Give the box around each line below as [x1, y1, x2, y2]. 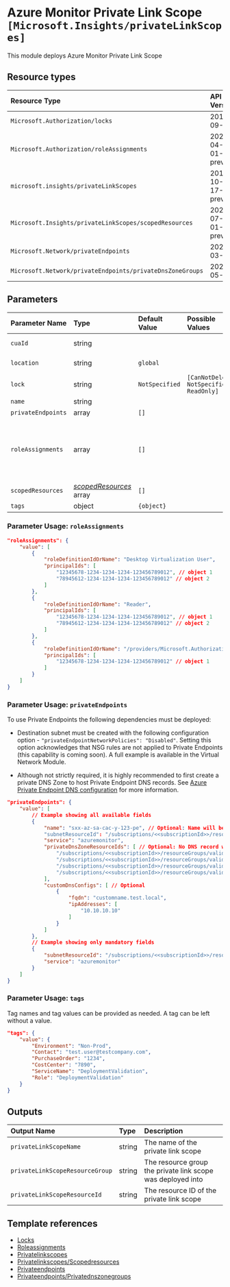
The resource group [144, 1157, 209, 1167]
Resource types [7, 71, 76, 83]
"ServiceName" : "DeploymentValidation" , [31, 1068, 149, 1075]
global [138, 358, 159, 367]
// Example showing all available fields [31, 811, 152, 818]
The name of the [144, 1138, 197, 1147]
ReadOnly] [187, 387, 219, 395]
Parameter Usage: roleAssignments [7, 522, 125, 531]
